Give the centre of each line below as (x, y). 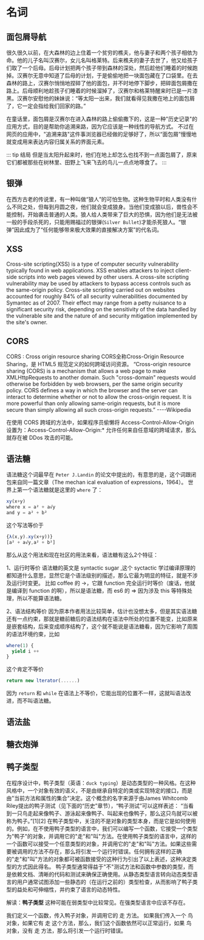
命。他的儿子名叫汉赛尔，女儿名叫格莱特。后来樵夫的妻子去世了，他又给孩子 (102, 60)
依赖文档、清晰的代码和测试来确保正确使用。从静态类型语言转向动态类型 (102, 874)
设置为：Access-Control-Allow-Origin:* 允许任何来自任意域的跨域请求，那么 (101, 430)
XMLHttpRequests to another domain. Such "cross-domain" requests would (101, 378)
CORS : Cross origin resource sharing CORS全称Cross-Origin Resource (95, 356)
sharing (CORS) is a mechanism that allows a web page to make (86, 371)
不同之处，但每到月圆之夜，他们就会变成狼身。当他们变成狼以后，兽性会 (102, 207)
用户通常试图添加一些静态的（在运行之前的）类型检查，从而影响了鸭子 (104, 882)
